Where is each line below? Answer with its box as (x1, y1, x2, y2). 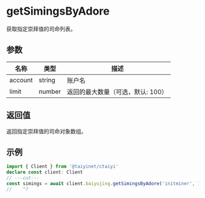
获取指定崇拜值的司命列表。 (6, 25, 76, 32)
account (9, 76, 34, 84)
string (38, 76, 56, 84)
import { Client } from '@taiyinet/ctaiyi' (6, 163, 119, 170)
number (38, 87, 62, 96)
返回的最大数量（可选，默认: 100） (67, 87, 168, 96)
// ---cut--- (6, 175, 40, 181)
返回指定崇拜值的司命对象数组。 (6, 127, 87, 135)
